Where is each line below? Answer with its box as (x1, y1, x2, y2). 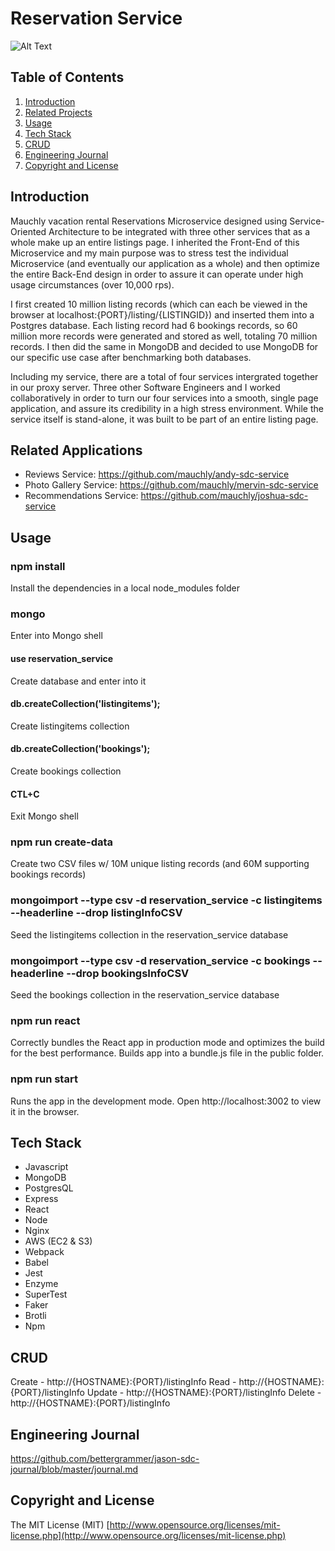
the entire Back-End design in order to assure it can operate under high (10, 268, 304, 280)
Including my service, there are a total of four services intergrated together (10, 370, 319, 382)
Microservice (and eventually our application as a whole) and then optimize (10, 257, 320, 269)
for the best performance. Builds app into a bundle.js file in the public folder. (10, 1047, 325, 1059)
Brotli (24, 1310, 47, 1322)
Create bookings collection (10, 765, 122, 777)
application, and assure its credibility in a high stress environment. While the (10, 402, 324, 414)
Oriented (10, 225, 47, 237)
